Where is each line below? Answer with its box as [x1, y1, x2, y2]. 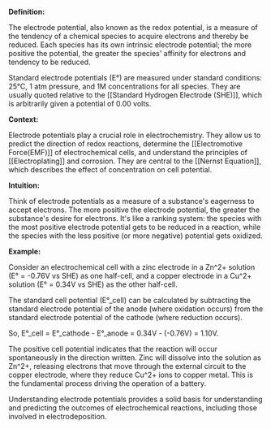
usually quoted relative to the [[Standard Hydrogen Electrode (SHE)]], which [8, 90, 262, 100]
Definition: [8, 7, 45, 16]
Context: [8, 115, 39, 124]
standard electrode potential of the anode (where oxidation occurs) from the [8, 304, 264, 314]
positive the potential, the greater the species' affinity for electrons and [8, 49, 246, 58]
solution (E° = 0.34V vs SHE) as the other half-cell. [8, 279, 179, 289]
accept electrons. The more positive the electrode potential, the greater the [8, 205, 260, 214]
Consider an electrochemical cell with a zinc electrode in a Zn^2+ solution [8, 262, 256, 271]
